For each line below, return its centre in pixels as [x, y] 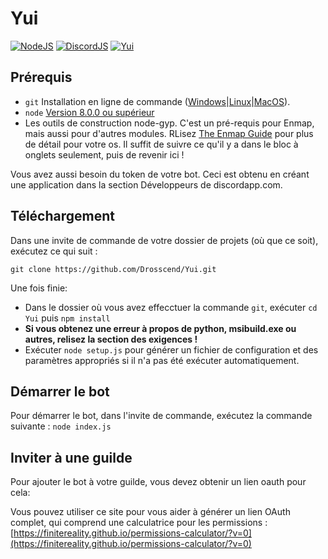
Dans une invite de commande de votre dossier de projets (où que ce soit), [164, 240]
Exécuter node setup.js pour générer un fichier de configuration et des [171, 349]
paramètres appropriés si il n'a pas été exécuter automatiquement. [162, 360]
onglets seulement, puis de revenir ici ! [104, 154]
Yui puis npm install [67, 318]
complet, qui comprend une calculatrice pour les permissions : [139, 523]
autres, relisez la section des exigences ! [111, 339]
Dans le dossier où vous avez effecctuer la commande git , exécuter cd [171, 307]
